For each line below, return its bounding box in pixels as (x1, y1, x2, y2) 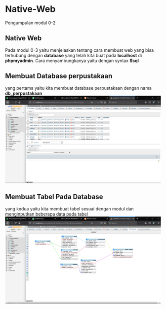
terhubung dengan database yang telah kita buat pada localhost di (5, 52, 142, 58)
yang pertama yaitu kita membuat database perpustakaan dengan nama (5, 85, 152, 91)
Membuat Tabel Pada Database (5, 193, 103, 201)
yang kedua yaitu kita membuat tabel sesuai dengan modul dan (5, 206, 134, 211)
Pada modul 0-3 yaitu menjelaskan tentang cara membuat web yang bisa (5, 47, 154, 53)
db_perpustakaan (5, 90, 42, 96)
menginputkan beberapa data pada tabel (5, 211, 88, 217)
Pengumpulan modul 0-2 (5, 20, 56, 26)
